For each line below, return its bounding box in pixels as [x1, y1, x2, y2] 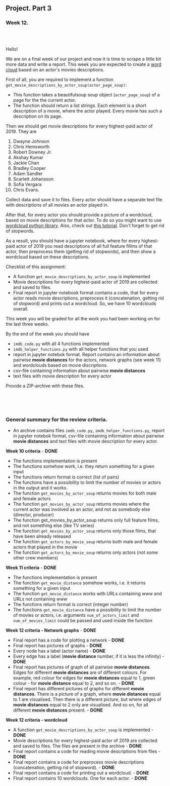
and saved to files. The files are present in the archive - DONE [13, 742, 142, 749]
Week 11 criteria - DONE [6, 565, 57, 571]
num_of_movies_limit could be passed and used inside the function [13, 617, 153, 623]
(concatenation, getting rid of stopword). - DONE [13, 764, 115, 770]
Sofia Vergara [13, 181, 42, 187]
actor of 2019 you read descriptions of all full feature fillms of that [16, 243, 152, 249]
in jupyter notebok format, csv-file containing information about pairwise [13, 433, 164, 439]
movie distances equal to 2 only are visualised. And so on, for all [13, 701, 148, 707]
